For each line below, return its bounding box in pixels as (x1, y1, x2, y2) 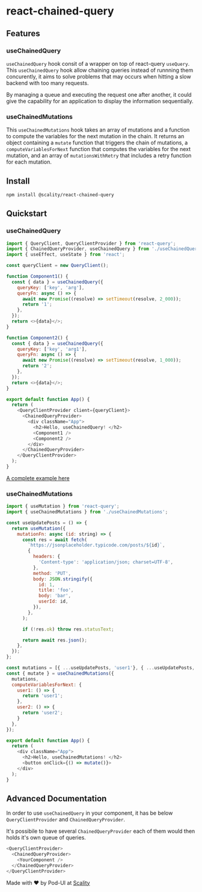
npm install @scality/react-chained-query (6, 191, 114, 197)
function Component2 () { (6, 335, 69, 341)
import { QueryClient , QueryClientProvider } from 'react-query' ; (6, 240, 176, 246)
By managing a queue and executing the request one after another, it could (6, 91, 192, 98)
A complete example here (6, 474, 70, 481)
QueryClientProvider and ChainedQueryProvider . (6, 816, 125, 823)
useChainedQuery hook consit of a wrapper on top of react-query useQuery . (6, 60, 190, 67)
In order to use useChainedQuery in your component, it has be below (6, 809, 173, 817)
